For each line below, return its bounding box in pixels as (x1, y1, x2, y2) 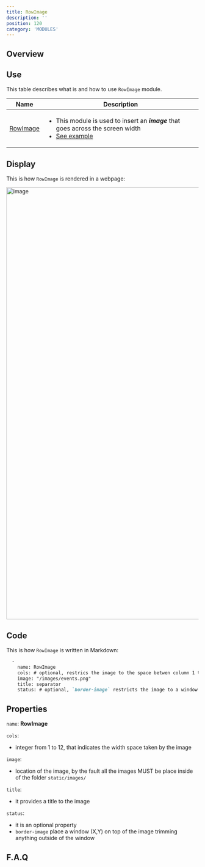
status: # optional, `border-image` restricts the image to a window (17, 687, 198, 693)
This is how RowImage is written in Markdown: (6, 647, 119, 654)
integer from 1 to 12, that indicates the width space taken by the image (15, 744, 192, 751)
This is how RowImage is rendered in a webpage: (6, 175, 126, 182)
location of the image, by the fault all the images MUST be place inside (15, 767, 193, 775)
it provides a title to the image (15, 798, 90, 805)
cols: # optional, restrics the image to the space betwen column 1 (17, 669, 195, 676)
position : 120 (6, 20, 43, 26)
